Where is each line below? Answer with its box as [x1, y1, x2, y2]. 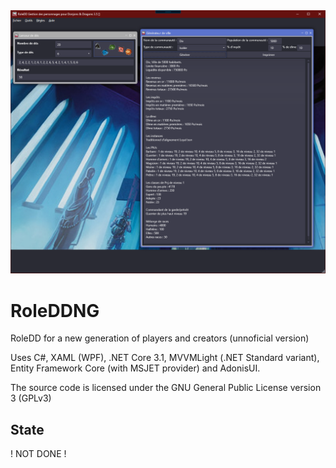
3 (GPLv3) [10, 392, 52, 404]
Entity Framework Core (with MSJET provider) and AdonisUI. [10, 362, 261, 374]
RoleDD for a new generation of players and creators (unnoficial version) [10, 332, 310, 344]
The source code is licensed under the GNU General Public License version [10, 382, 322, 394]
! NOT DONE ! [10, 448, 67, 460]
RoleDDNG [10, 299, 100, 322]
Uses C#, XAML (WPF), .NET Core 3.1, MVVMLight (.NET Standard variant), [10, 352, 320, 364]
